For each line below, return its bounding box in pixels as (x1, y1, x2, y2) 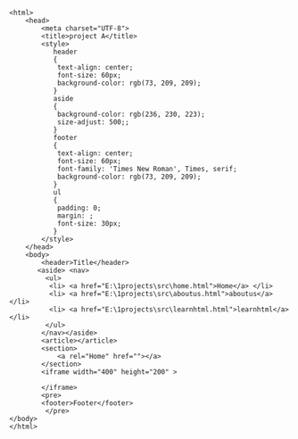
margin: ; (56, 211, 94, 220)
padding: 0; (56, 203, 102, 212)
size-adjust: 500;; (56, 118, 129, 127)
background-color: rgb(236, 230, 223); (56, 110, 205, 119)
